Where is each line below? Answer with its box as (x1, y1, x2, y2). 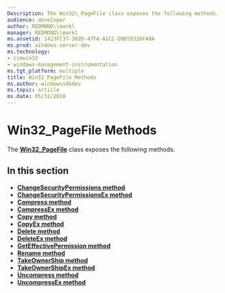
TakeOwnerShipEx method (16, 263, 95, 272)
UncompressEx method (16, 278, 86, 286)
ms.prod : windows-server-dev (7, 42, 91, 49)
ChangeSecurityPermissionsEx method (16, 190, 132, 199)
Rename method (16, 248, 65, 257)
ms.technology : (7, 49, 51, 56)
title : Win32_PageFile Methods (7, 73, 97, 81)
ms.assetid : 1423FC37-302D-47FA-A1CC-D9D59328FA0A (7, 36, 155, 43)
